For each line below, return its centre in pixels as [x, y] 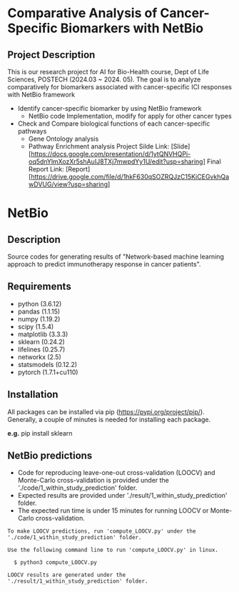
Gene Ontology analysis [63, 139]
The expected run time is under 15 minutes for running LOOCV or [113, 511]
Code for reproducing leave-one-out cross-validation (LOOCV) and [116, 473]
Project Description [51, 55]
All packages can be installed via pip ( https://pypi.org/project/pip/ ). [106, 411]
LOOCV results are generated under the [67, 575]
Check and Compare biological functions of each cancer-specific [114, 124]
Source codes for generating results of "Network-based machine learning [116, 256]
